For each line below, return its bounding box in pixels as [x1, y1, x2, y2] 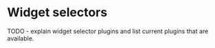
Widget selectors [7, 5, 108, 20]
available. [7, 34, 34, 42]
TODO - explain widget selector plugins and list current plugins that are [7, 27, 209, 35]
